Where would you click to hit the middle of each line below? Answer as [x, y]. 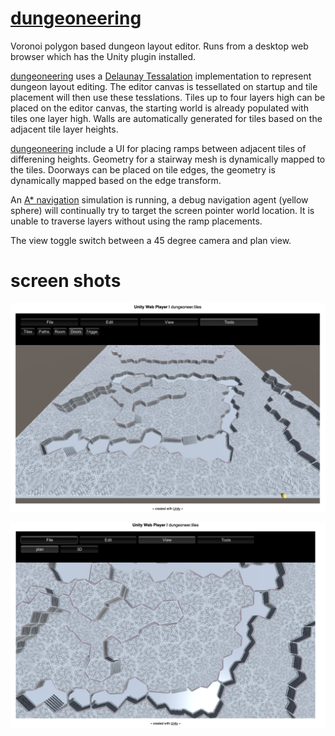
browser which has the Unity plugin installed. [103, 56]
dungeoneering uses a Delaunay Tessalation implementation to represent [161, 76]
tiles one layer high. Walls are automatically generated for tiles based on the [166, 118]
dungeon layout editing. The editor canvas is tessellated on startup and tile [164, 86]
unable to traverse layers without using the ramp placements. [136, 221]
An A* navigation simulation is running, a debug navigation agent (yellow [159, 199]
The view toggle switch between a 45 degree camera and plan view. [151, 240]
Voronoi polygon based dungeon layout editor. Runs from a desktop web [159, 46]
